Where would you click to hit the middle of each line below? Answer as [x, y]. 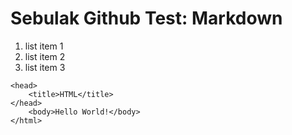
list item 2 [45, 56]
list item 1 [44, 46]
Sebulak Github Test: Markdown [146, 18]
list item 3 [45, 67]
